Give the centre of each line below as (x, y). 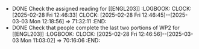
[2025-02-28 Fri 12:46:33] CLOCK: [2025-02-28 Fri (76, 15)
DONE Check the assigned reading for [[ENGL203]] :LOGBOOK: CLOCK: (102, 9)
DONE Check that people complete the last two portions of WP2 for (96, 27)
